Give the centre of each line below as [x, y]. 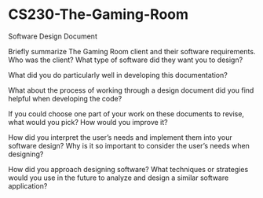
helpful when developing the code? [65, 98]
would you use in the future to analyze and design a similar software [119, 178]
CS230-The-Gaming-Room [99, 15]
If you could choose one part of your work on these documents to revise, [126, 114]
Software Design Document [53, 36]
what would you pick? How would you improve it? [88, 122]
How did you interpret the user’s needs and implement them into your [121, 137]
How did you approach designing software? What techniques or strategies [128, 169]
